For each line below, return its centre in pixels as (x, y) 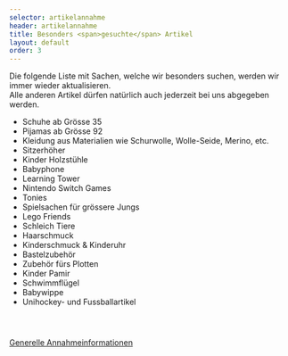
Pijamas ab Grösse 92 (62, 131)
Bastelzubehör (49, 254)
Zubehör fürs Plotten (60, 264)
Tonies (34, 198)
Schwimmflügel (51, 283)
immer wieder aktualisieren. (60, 86)
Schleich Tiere (49, 226)
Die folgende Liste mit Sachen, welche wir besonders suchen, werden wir (144, 76)
